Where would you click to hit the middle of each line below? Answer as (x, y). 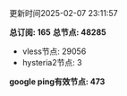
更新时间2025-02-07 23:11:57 (63, 13)
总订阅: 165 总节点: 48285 (58, 32)
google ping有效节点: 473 (57, 82)
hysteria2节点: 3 (52, 62)
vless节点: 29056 (54, 51)
